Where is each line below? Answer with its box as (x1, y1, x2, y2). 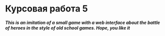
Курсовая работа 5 (5, 3, 88, 14)
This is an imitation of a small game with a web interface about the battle (5, 19, 161, 25)
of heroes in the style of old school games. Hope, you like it (5, 24, 131, 30)
